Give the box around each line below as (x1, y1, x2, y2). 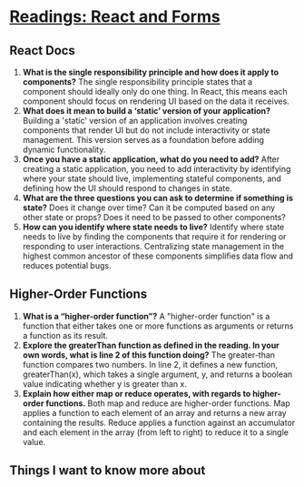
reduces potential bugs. (22, 260, 112, 270)
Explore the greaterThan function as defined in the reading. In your (22, 340, 279, 350)
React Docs (9, 43, 75, 58)
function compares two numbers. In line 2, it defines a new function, (22, 359, 279, 370)
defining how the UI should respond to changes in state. (22, 183, 233, 193)
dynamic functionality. (22, 144, 106, 155)
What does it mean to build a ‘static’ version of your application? (22, 106, 270, 116)
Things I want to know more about (9, 462, 206, 479)
